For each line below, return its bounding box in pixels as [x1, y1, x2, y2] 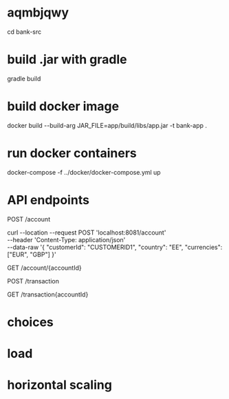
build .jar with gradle [7, 52, 127, 67]
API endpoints [7, 192, 89, 208]
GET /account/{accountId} [7, 263, 82, 272]
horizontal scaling [7, 377, 112, 393]
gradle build [7, 74, 41, 83]
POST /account [7, 215, 50, 223]
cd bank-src [7, 28, 42, 36]
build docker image [7, 98, 119, 114]
